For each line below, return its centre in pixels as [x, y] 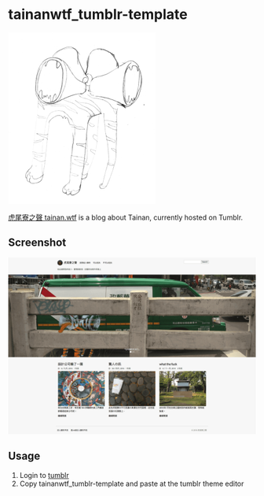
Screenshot [37, 243]
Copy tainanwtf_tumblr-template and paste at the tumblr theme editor [132, 483]
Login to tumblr [44, 475]
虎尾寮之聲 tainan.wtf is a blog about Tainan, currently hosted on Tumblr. [126, 217]
